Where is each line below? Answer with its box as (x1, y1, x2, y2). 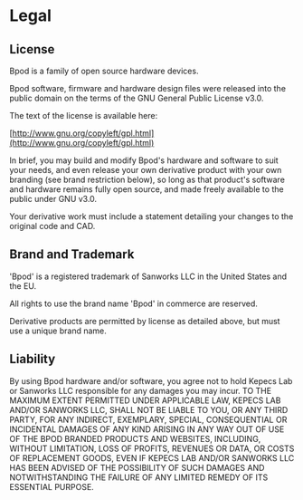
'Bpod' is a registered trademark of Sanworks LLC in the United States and (9, 271, 288, 282)
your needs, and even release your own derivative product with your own (9, 165, 282, 175)
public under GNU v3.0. (9, 194, 98, 204)
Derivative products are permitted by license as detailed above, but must (9, 315, 280, 326)
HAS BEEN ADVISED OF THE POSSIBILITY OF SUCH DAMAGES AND (9, 462, 265, 473)
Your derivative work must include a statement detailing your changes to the (9, 211, 294, 222)
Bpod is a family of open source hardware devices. (9, 65, 199, 76)
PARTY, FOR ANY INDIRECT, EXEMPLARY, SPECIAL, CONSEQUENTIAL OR (9, 414, 288, 425)
